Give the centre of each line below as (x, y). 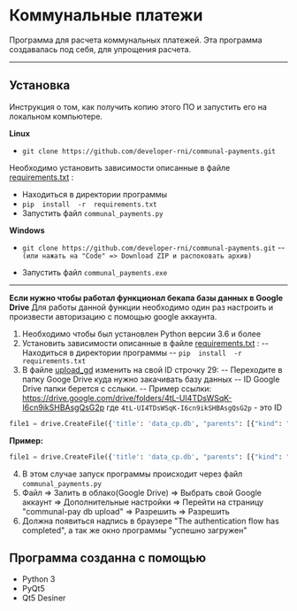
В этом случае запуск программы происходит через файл (132, 474)
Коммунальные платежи (106, 15)
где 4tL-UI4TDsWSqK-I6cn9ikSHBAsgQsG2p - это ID (194, 407)
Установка (40, 85)
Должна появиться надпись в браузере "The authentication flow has (151, 521)
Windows (27, 230)
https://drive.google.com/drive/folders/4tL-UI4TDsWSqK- (127, 398)
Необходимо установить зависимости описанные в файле (120, 167)
